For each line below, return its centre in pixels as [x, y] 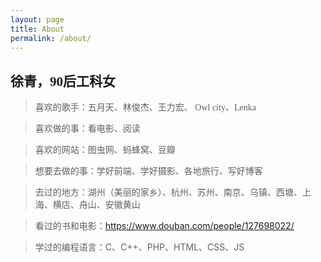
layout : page [37, 19]
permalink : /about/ [51, 38]
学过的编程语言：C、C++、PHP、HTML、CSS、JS [139, 247]
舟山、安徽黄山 [109, 205]
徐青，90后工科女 [63, 81]
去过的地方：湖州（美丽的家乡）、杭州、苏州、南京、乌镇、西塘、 [168, 192]
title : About [37, 29]
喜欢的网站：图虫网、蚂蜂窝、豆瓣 [105, 150]
